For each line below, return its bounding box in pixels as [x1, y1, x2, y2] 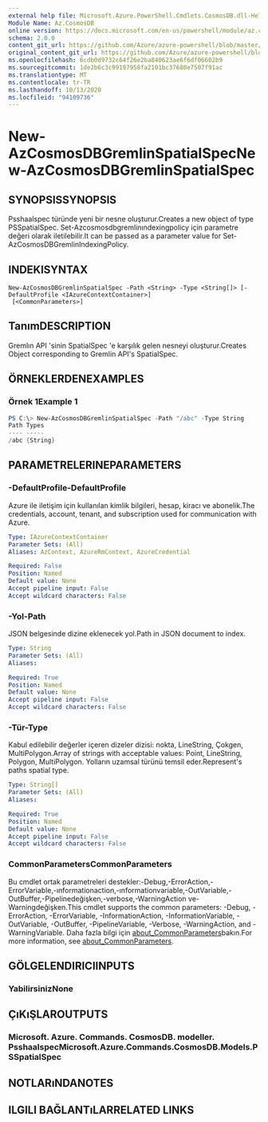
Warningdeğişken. [8, 902, 68, 911]
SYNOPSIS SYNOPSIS [8, 193, 117, 207]
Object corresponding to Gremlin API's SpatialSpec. [8, 348, 178, 359]
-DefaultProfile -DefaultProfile [8, 482, 126, 494]
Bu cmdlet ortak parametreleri [8, 876, 107, 886]
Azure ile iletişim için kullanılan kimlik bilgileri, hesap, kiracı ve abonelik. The [8, 500, 255, 510]
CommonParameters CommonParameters [8, 859, 173, 870]
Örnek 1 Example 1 [8, 396, 78, 407]
